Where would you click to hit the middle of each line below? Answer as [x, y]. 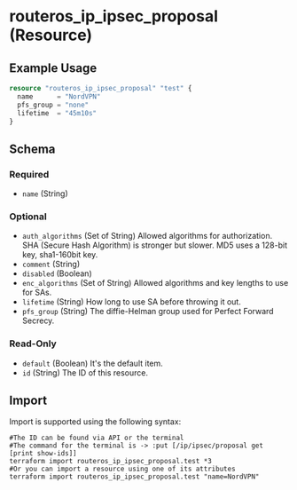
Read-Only [33, 344]
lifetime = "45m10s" [57, 113]
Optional [28, 217]
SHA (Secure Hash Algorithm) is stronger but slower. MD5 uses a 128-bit [155, 245]
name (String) [45, 194]
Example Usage [53, 68]
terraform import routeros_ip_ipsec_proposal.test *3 [111, 462]
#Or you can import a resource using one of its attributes [123, 469]
